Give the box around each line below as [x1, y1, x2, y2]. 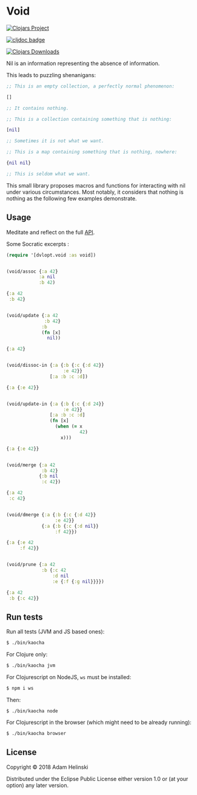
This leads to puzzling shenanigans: [6, 71, 96, 78]
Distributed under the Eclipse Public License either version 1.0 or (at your [6, 775, 189, 782]
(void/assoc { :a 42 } [6, 268, 59, 275]
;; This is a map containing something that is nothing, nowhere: [6, 149, 178, 155]
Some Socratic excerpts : [6, 240, 70, 247]
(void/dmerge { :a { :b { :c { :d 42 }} [6, 511, 96, 517]
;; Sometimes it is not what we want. [6, 138, 104, 144]
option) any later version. [6, 782, 68, 789]
